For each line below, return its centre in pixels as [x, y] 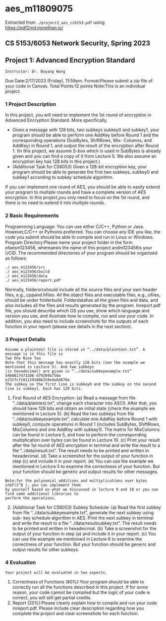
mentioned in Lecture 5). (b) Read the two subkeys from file [73, 414]
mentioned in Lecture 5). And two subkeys [50, 367]
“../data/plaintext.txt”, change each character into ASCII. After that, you [84, 403]
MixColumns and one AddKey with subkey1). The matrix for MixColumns [86, 429]
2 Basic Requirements [32, 215]
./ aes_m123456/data [27, 276]
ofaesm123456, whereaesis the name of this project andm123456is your [79, 247]
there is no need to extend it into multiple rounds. [55, 203]
